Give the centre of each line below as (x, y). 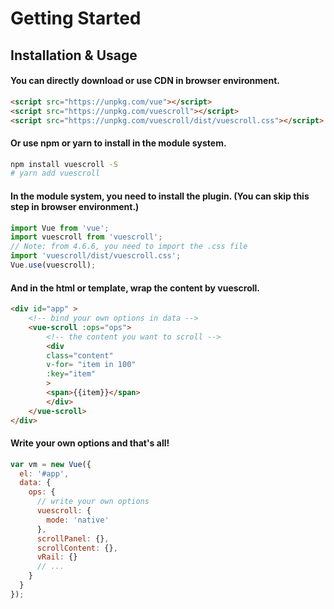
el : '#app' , (44, 473)
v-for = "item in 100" (91, 365)
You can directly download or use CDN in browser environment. (145, 81)
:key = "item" (71, 374)
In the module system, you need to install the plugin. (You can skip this (160, 196)
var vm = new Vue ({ (51, 464)
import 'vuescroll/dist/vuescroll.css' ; (96, 256)
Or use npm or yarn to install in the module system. (118, 143)
